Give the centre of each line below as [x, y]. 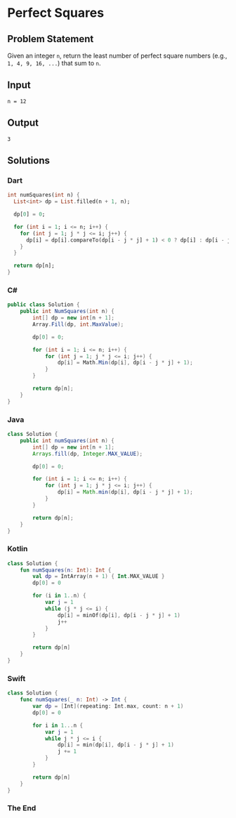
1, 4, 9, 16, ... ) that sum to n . [54, 63]
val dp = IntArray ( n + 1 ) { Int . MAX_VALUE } [99, 576]
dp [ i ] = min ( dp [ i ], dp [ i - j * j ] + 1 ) [116, 745]
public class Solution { [44, 305]
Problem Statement [51, 39]
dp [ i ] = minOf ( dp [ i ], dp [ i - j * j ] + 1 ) [119, 615]
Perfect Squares [55, 13]
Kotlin [18, 549]
